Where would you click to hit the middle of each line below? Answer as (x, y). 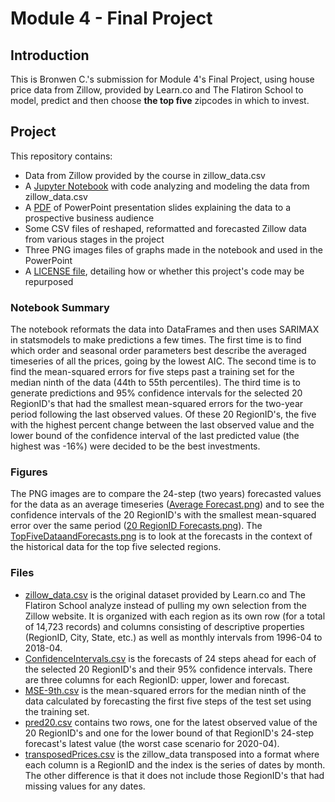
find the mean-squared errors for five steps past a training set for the (152, 372)
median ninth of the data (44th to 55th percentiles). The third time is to (156, 383)
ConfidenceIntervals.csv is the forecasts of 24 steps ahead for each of (170, 658)
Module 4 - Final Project (111, 18)
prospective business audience (89, 218)
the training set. (57, 711)
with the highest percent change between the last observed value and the (162, 425)
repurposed (49, 281)
